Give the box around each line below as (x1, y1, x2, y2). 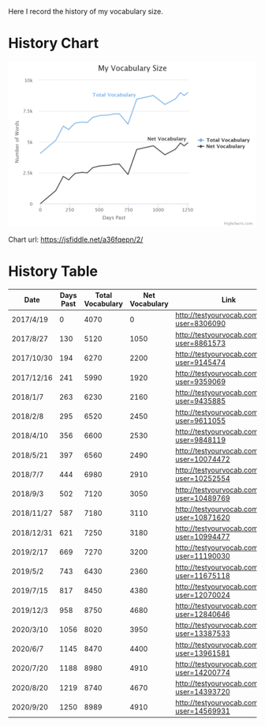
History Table (8, 262, 99, 280)
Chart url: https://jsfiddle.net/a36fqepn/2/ (8, 235, 144, 244)
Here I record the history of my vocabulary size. (8, 7, 163, 16)
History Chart (8, 35, 99, 52)
